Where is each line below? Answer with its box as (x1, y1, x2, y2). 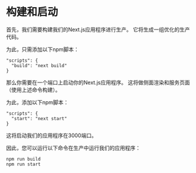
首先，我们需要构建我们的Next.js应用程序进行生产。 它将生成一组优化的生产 (6, 26, 190, 33)
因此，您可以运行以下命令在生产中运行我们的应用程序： (6, 144, 141, 151)
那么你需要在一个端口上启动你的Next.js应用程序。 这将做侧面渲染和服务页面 (6, 79, 190, 86)
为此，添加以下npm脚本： (6, 98, 69, 106)
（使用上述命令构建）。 (6, 86, 61, 93)
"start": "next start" (11, 115, 67, 121)
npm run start (6, 161, 41, 167)
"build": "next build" (11, 62, 67, 68)
